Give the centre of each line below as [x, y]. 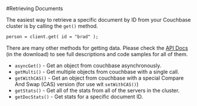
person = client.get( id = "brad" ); [52, 37]
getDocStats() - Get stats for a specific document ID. [79, 97]
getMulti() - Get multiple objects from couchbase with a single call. [97, 71]
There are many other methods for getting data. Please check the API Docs [97, 48]
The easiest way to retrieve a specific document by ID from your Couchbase [98, 20]
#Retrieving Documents [35, 8]
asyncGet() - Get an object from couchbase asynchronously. [88, 65]
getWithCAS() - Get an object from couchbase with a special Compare [99, 78]
